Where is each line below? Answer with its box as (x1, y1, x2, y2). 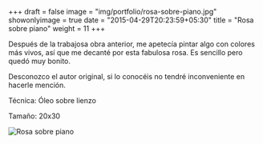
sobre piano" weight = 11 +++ (8, 24, 106, 33)
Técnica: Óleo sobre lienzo (8, 96, 96, 105)
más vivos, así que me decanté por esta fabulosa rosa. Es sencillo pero (8, 48, 243, 57)
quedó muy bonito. (8, 56, 71, 66)
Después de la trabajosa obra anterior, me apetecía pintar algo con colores (8, 39, 255, 49)
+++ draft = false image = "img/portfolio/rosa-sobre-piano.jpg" (8, 7, 217, 16)
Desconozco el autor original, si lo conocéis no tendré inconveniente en (8, 72, 245, 81)
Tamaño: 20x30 (8, 111, 61, 121)
